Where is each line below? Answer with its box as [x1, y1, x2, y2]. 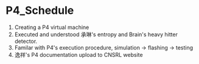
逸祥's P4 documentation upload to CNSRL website [14, 51, 144, 58]
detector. [14, 37, 38, 45]
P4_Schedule [5, 4, 74, 18]
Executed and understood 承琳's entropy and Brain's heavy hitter [14, 31, 178, 38]
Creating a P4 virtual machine [14, 24, 89, 31]
